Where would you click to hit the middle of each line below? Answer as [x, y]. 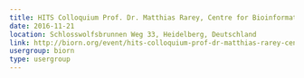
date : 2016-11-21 [42, 26]
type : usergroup [40, 59]
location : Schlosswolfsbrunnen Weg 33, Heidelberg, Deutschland [133, 34]
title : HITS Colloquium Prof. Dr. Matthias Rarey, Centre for [129, 17]
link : [19, 43]
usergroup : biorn [42, 51]
